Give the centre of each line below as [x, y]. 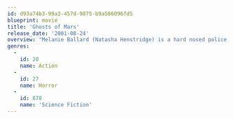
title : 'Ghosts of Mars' [43, 27]
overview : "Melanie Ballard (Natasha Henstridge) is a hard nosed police [117, 40]
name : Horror [39, 85]
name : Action [39, 66]
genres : [19, 46]
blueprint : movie [33, 20]
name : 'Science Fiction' [56, 105]
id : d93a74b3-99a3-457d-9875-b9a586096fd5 [70, 14]
